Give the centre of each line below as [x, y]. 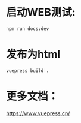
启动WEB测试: [41, 12]
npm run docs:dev [28, 28]
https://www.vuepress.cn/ [38, 113]
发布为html [33, 54]
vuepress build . [28, 70]
